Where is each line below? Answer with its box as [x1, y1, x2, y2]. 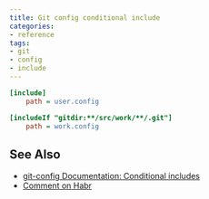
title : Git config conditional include [9, 13, 161, 23]
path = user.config [25, 97, 100, 106]
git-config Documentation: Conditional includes [22, 171, 201, 182]
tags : [9, 38, 30, 48]
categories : [9, 22, 55, 31]
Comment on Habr [22, 180, 93, 191]
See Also [9, 147, 61, 162]
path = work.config [25, 121, 100, 131]
